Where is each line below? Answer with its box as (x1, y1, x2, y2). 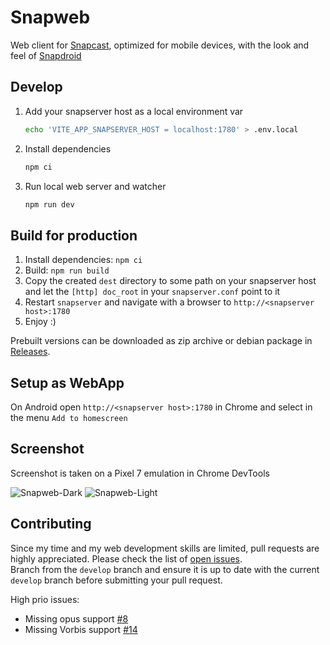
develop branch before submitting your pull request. (10, 574, 223, 586)
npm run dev (24, 199, 75, 210)
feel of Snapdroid (10, 49, 82, 61)
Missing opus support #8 (24, 612, 129, 625)
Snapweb (10, 6, 91, 29)
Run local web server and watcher (24, 180, 167, 192)
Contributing (10, 516, 92, 533)
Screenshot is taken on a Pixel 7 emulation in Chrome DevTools (10, 467, 270, 479)
